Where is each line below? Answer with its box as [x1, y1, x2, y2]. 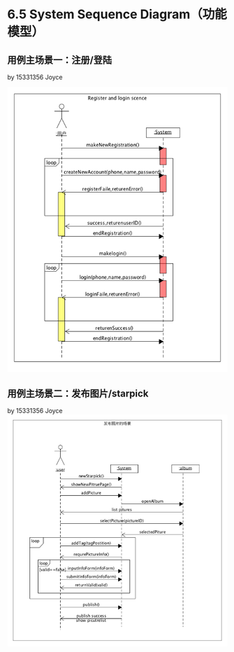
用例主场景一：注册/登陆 [7, 54, 112, 66]
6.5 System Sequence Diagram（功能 [7, 6, 227, 22]
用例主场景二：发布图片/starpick [7, 387, 149, 399]
